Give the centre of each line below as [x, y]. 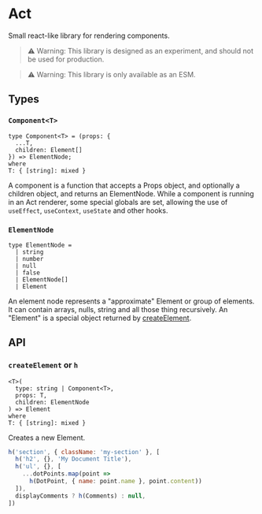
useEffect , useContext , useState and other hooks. [88, 210]
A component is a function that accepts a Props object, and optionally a [124, 185]
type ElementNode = [40, 245]
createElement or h [43, 365]
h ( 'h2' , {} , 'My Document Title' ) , [74, 459]
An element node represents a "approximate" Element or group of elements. [131, 301]
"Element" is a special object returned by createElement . [100, 318]
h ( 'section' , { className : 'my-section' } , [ [84, 452]
